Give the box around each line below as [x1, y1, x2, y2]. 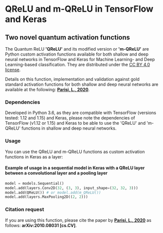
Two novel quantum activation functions [5, 33, 130, 41]
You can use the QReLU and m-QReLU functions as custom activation [5, 149, 145, 155]
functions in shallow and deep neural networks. [21, 125, 117, 131]
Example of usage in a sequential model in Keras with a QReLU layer [5, 165, 145, 171]
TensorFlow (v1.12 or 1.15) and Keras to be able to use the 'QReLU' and [5, 120, 146, 126]
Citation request [5, 206, 45, 213]
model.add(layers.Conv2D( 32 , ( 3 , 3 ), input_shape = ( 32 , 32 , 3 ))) [5, 185, 138, 191]
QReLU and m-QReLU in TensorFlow [5, 3, 154, 15]
